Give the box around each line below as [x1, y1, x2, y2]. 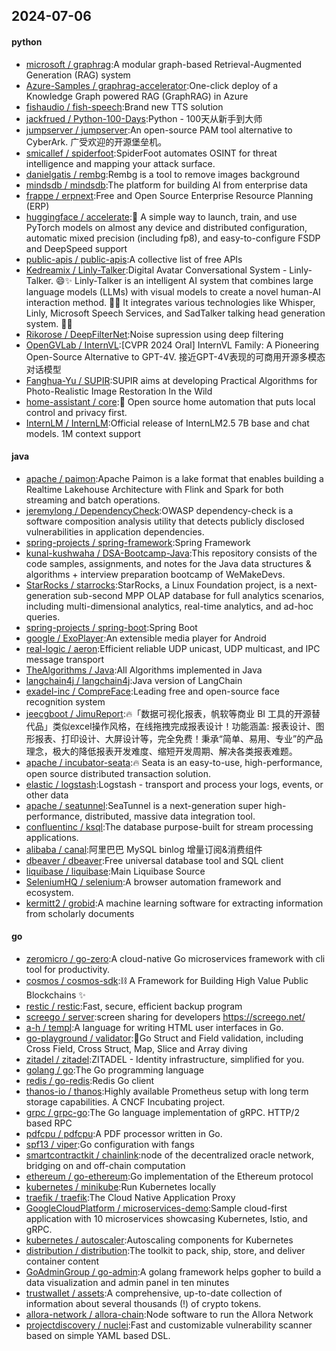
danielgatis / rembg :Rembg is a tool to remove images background [25, 168, 300, 180]
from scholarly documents [25, 907, 135, 919]
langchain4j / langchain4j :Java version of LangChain [25, 674, 243, 686]
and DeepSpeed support [25, 242, 128, 254]
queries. [25, 610, 61, 623]
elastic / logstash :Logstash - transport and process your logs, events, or [25, 778, 324, 790]
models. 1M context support [25, 427, 141, 439]
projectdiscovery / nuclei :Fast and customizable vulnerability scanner [25, 1319, 313, 1331]
